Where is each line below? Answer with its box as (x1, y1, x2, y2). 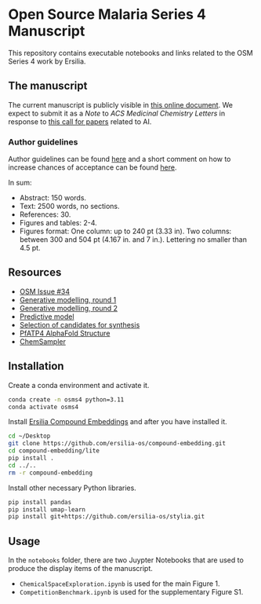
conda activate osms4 (8, 403, 79, 411)
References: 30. (19, 210, 71, 219)
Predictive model (19, 312, 74, 321)
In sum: (8, 178, 32, 188)
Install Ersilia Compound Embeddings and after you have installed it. (8, 417, 227, 426)
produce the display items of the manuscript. (8, 564, 153, 573)
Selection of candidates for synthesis (19, 320, 140, 329)
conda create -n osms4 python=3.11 (8, 395, 125, 404)
